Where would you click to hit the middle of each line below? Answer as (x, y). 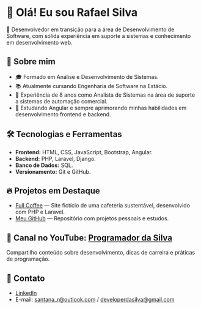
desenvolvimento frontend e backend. (63, 114)
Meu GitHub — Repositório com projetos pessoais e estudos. (92, 218)
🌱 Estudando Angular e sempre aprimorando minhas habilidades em (101, 108)
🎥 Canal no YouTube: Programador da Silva (90, 238)
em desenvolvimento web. (39, 42)
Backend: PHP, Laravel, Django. (55, 158)
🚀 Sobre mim (31, 61)
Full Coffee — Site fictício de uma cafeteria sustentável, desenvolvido (103, 206)
